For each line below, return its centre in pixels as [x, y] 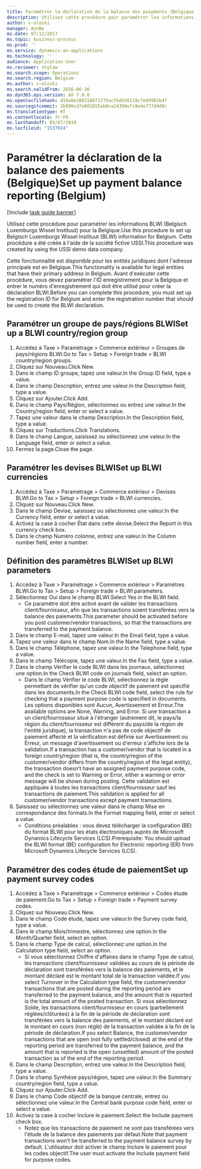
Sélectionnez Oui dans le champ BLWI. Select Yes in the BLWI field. [98, 597]
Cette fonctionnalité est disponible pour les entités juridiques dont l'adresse [100, 261]
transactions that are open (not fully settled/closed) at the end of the [109, 1040]
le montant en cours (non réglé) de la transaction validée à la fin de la [109, 1026]
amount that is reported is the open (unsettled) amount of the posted [109, 1052]
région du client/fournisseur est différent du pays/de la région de [104, 724]
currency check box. [41, 529]
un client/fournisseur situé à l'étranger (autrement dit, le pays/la [103, 718]
